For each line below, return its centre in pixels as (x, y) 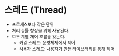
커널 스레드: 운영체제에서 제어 (47, 42)
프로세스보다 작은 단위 (33, 24)
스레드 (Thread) (36, 10)
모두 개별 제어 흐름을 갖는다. (38, 37)
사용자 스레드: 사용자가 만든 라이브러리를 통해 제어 (67, 49)
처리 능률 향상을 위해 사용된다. (40, 30)
